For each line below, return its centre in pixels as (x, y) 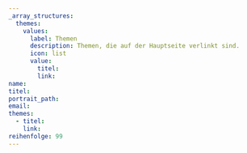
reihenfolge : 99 (36, 136)
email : (19, 106)
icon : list (48, 53)
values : (36, 31)
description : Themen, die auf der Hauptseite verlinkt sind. (135, 46)
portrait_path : (34, 99)
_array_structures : (41, 16)
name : (17, 83)
